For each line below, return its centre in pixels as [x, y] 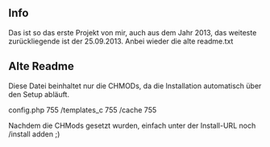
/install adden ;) [34, 134]
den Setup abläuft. [39, 94]
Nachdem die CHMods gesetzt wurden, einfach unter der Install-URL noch [132, 125]
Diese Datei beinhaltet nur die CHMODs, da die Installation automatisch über [135, 86]
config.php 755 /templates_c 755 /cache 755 [83, 110]
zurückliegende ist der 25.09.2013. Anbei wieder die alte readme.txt [121, 41]
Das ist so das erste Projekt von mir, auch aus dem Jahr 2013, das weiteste [133, 32]
